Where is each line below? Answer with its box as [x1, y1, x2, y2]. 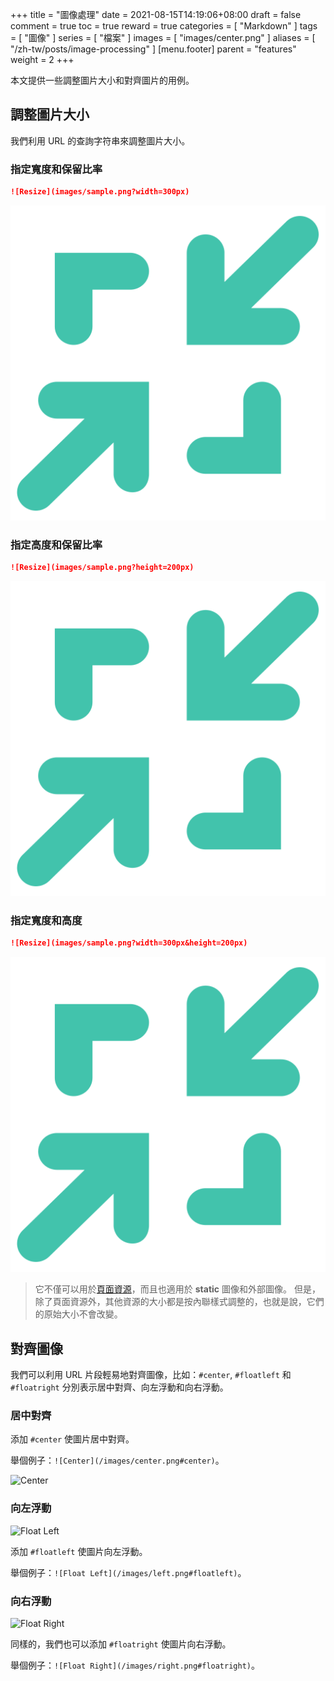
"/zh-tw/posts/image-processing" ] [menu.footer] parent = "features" [10, 43, 297, 55]
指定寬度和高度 [10, 914, 83, 928]
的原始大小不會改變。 [34, 1308, 123, 1320]
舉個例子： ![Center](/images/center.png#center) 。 [10, 1454, 225, 1467]
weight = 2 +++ [10, 54, 75, 65]
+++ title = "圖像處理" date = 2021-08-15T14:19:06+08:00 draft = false [10, 9, 302, 20]
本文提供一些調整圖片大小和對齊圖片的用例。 [10, 74, 195, 86]
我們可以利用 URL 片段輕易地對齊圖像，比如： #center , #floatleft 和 [10, 1369, 292, 1381]
